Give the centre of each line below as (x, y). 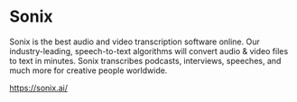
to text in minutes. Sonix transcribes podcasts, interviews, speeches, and (145, 60)
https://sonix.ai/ (38, 88)
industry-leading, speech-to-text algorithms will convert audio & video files (149, 51)
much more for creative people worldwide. (88, 70)
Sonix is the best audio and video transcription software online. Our (135, 42)
